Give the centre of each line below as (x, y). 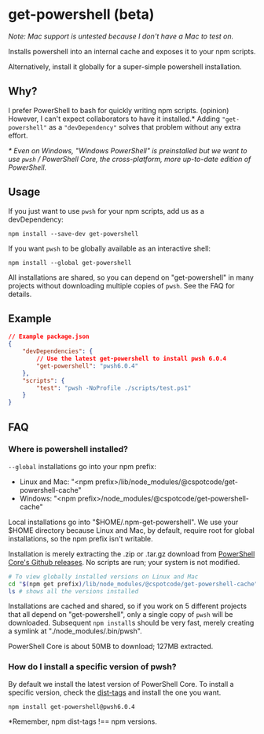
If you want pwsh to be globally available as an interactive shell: (109, 248)
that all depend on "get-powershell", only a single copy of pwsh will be (121, 615)
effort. (18, 135)
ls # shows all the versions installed (73, 591)
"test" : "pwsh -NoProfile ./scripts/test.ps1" (114, 388)
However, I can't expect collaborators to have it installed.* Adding (114, 119)
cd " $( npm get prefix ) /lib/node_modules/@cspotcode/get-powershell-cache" (133, 584)
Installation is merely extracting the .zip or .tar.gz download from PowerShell (132, 554)
